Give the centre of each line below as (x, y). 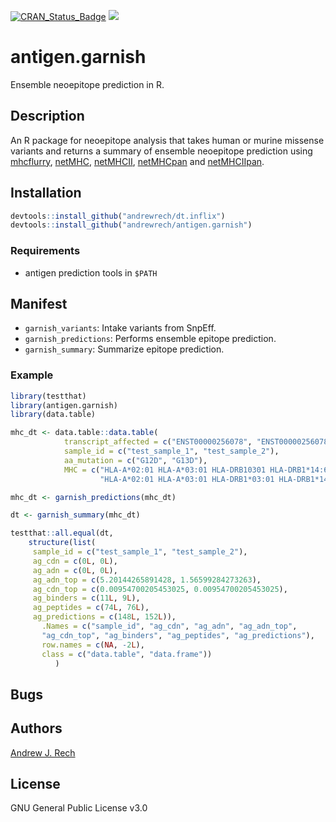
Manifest (39, 304)
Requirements (45, 251)
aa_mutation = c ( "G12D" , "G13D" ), (135, 460)
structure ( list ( (62, 543)
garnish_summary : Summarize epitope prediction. (124, 349)
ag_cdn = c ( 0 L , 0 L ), (75, 561)
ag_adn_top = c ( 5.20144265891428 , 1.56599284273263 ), (147, 580)
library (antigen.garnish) (64, 405)
